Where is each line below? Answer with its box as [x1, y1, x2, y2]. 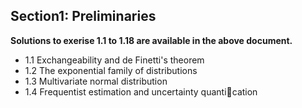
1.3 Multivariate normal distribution [24, 75, 168, 87]
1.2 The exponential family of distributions [24, 64, 198, 76]
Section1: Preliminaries [10, 8, 157, 25]
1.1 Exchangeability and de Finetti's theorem [24, 54, 205, 66]
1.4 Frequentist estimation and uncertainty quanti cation [24, 85, 258, 98]
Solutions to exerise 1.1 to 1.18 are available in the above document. [10, 34, 293, 46]
